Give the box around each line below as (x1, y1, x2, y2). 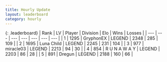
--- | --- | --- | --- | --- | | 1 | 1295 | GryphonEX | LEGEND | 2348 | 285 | (11, 35, 158, 41)
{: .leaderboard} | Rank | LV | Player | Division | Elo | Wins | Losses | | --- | (5, 30, 157, 36)
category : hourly (5, 16, 42, 21)
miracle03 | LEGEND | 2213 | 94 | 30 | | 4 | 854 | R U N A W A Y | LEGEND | (5, 46, 160, 52)
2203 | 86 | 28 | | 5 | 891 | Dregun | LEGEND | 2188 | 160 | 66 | (5, 51, 133, 57)
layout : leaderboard (5, 12, 49, 17)
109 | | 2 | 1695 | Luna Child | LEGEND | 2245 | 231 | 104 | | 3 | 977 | (5, 41, 144, 47)
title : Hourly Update (5, 7, 51, 12)
